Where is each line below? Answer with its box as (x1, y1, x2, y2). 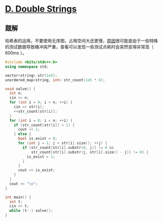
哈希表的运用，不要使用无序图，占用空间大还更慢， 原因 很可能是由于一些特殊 (5, 38, 158, 43)
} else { (14, 131, 32, 137)
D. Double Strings (5, 3, 77, 15)
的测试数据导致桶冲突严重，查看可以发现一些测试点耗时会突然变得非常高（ (5, 44, 154, 50)
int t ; (9, 199, 23, 204)
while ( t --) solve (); (9, 208, 53, 213)
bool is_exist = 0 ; (17, 136, 57, 141)
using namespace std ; (5, 64, 49, 69)
